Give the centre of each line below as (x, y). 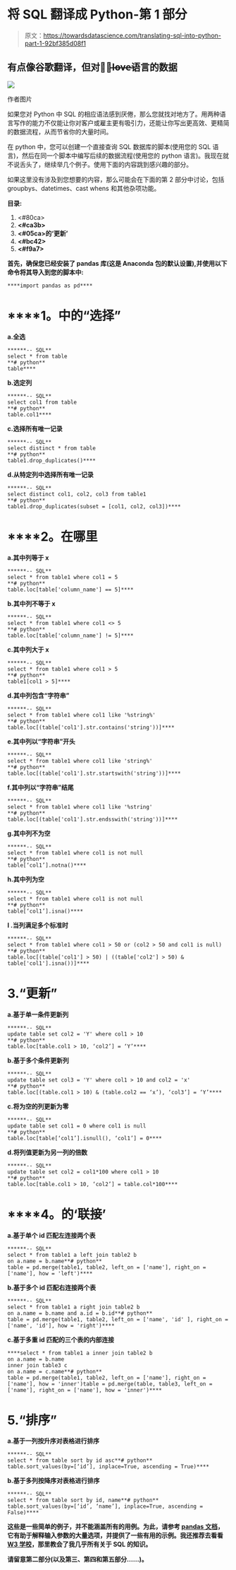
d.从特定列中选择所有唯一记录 (50, 474)
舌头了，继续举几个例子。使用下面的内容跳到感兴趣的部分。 (106, 164)
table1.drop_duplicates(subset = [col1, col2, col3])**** (94, 506)
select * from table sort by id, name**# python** (83, 1500)
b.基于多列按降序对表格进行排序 (54, 1481)
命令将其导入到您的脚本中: (45, 272)
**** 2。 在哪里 (53, 536)
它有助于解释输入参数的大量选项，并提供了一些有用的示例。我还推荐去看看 (115, 1535)
